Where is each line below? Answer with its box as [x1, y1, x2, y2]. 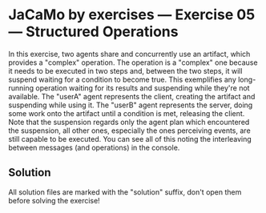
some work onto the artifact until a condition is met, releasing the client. [8, 108, 245, 118]
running [8, 82, 34, 93]
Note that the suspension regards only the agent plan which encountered [8, 117, 250, 127]
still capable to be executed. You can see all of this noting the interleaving [8, 134, 252, 143]
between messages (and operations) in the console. [8, 143, 180, 152]
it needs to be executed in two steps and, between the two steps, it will [8, 66, 243, 75]
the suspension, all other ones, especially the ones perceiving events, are [8, 126, 251, 135]
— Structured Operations [8, 22, 179, 41]
